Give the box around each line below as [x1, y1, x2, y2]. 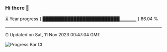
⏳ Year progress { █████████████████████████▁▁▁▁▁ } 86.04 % [5, 16, 159, 22]
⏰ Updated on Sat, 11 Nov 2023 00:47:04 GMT [5, 32, 100, 38]
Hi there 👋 [5, 4, 30, 11]
